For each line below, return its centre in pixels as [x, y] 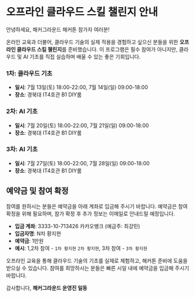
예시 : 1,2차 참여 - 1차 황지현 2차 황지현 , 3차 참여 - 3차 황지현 [81, 248]
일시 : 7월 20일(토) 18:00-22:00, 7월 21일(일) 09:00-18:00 [82, 125]
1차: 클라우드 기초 [29, 73]
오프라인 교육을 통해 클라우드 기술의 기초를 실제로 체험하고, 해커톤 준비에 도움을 [97, 261]
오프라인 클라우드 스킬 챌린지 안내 [82, 12]
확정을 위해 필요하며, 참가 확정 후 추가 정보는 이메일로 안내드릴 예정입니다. [90, 213]
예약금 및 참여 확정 [37, 191]
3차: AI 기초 [22, 149]
